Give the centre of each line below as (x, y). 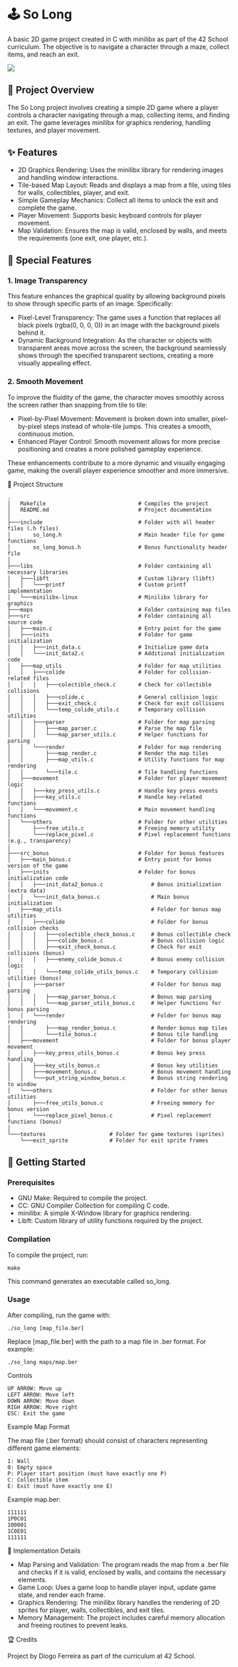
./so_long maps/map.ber (43, 1362)
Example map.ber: (34, 1499)
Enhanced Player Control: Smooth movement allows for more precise (119, 441)
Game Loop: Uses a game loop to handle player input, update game (117, 1587)
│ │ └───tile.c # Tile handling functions (113, 772)
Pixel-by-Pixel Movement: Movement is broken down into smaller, (114, 418)
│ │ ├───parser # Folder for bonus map (114, 984)
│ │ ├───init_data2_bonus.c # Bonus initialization (114, 884)
